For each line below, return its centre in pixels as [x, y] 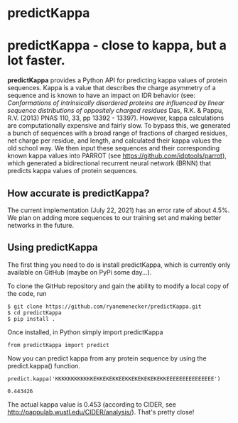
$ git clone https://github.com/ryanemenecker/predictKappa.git [104, 307]
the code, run [27, 293]
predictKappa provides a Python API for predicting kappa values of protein [117, 80]
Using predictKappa [53, 247]
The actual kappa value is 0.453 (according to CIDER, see [92, 404]
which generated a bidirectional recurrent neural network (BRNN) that [109, 163]
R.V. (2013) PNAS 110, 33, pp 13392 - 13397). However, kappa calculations [116, 118]
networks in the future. [41, 225]
